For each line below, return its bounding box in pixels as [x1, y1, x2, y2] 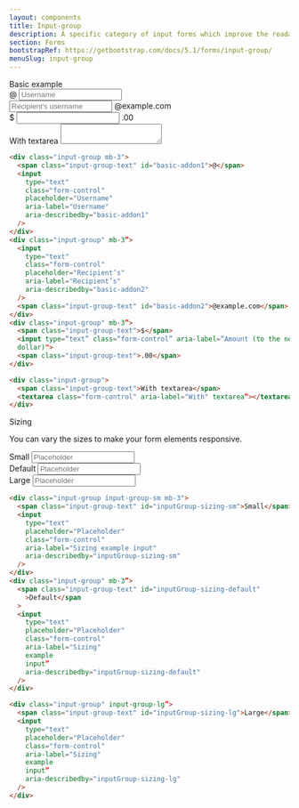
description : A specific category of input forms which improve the [9, 29, 269, 38]
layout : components [9, 12, 82, 22]
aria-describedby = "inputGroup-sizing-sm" [25, 552, 181, 561]
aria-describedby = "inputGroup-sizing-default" [25, 667, 201, 676]
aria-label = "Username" [25, 202, 109, 212]
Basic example [9, 79, 63, 89]
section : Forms [9, 37, 66, 47]
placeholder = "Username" [25, 194, 114, 203]
